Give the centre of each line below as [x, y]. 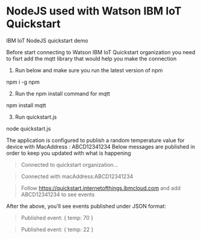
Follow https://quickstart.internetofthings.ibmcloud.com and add [101, 188]
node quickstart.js [29, 128]
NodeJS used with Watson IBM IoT [94, 11]
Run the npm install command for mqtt [62, 93]
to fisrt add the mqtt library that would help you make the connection [91, 58]
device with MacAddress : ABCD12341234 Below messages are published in [101, 146]
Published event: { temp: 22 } [57, 229]
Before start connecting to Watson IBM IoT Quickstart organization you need [101, 52]
